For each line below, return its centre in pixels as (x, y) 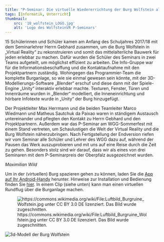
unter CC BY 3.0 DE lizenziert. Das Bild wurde (83, 220)
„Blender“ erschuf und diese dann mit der (97, 83)
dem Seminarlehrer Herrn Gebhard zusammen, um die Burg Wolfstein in (77, 47)
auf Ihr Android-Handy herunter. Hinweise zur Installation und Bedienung (78, 179)
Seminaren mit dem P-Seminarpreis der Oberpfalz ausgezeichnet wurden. (79, 155)
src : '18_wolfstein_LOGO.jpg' (45, 23)
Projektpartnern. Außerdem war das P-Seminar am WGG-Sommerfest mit (79, 124)
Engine (12, 88)
